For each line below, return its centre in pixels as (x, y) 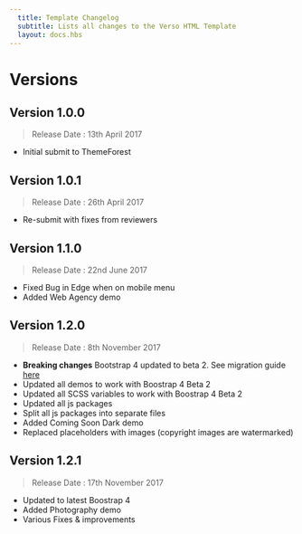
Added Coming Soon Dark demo (83, 423)
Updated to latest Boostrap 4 (76, 500)
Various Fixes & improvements (79, 519)
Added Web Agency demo (71, 297)
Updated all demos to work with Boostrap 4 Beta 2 (116, 384)
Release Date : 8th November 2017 (96, 347)
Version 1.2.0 (47, 325)
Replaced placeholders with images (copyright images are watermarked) (158, 432)
